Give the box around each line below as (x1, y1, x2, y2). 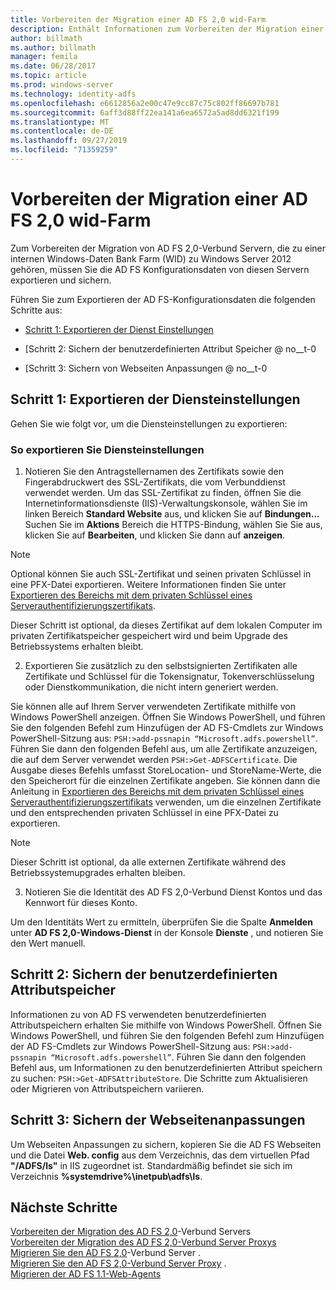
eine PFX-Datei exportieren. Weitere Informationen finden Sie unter (10, 578, 287, 590)
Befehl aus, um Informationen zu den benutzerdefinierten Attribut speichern (10, 1061, 323, 1073)
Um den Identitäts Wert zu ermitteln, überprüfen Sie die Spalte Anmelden (10, 916, 313, 928)
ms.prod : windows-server (10, 80, 114, 90)
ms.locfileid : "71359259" (10, 145, 118, 155)
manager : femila (10, 52, 78, 62)
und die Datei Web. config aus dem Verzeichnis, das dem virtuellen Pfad (10, 1149, 310, 1161)
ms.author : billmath (10, 42, 97, 53)
